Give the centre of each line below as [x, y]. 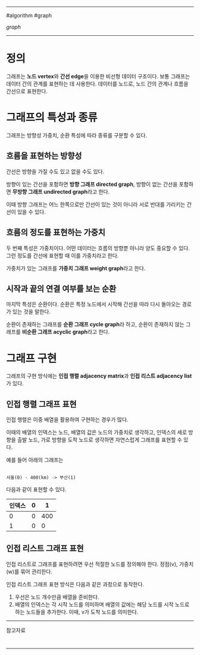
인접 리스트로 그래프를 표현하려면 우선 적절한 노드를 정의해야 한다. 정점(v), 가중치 [100, 564]
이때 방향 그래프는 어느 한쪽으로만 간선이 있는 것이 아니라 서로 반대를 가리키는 [96, 204]
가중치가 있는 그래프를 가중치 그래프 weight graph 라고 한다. [76, 268]
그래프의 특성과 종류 [52, 118]
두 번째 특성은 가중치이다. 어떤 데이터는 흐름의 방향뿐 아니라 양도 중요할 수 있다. [98, 248]
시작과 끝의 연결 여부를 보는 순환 [61, 288]
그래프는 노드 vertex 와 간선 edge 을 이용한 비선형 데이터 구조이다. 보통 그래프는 [98, 76]
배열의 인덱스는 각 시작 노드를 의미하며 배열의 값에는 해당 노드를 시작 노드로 [102, 604]
